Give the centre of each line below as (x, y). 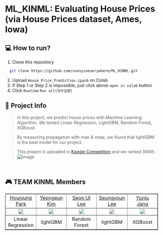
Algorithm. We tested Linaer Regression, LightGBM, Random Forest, (84, 123)
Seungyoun (112, 198)
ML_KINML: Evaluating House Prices (80, 9)
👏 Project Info (26, 106)
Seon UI (81, 198)
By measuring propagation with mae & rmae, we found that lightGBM (85, 137)
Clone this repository (33, 62)
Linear (21, 219)
